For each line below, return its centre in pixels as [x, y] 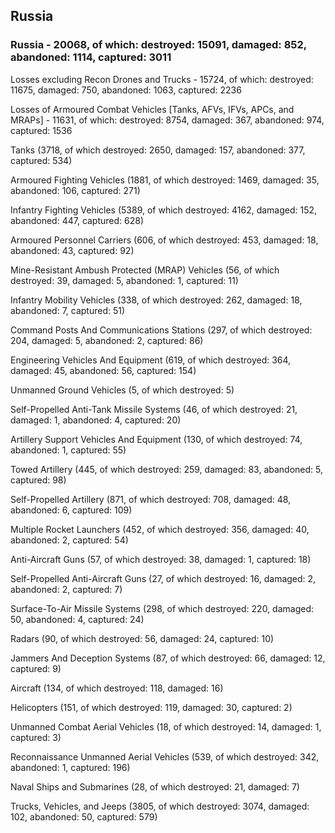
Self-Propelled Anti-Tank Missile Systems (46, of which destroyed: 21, [154, 409]
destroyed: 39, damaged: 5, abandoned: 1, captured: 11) [124, 280]
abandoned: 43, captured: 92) [72, 250]
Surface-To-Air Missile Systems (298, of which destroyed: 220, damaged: [162, 608]
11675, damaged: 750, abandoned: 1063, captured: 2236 [126, 90]
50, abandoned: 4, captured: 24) [77, 619]
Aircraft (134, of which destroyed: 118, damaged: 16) [117, 688]
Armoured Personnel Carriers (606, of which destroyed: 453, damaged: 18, [164, 240]
